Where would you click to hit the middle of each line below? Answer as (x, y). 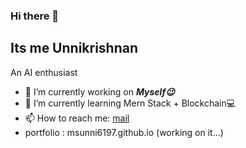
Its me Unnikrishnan (74, 48)
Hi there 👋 (35, 16)
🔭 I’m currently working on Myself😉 (99, 91)
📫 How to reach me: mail (77, 118)
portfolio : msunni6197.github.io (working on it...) (124, 132)
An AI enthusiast (44, 72)
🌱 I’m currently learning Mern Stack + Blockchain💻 (130, 103)
